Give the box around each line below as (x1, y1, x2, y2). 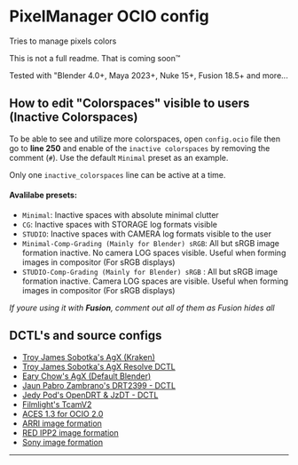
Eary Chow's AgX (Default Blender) (21, 371, 152, 381)
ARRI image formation (21, 418, 102, 429)
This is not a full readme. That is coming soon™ (9, 52, 181, 63)
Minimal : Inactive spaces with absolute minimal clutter (21, 209, 219, 220)
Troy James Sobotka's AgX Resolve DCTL (21, 361, 176, 372)
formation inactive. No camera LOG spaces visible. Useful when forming (21, 247, 286, 258)
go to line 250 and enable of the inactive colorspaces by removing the (9, 142, 271, 153)
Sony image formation (21, 437, 104, 447)
